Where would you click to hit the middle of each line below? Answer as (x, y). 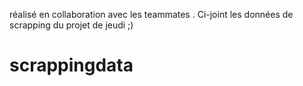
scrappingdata (71, 65)
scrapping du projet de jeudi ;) (71, 25)
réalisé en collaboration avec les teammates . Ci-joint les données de (151, 14)
